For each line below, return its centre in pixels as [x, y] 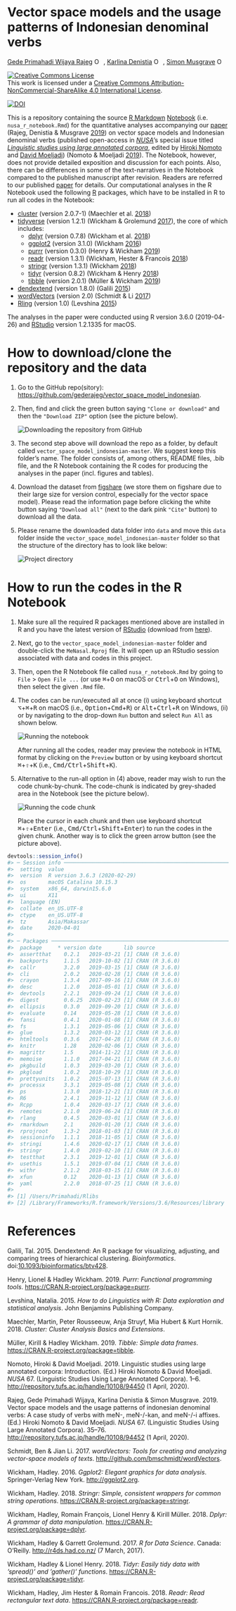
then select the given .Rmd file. [61, 687]
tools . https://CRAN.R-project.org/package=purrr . [79, 1287]
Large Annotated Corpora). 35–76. [57, 1430]
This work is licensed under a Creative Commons [78, 82]
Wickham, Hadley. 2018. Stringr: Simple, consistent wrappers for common [114, 1493]
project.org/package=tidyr [45, 1579]
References [41, 1231]
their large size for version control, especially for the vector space [113, 494]
